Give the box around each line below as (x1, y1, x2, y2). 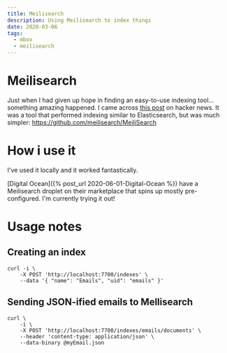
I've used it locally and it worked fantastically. (7, 166, 138, 174)
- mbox (13, 36, 33, 43)
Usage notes (7, 219, 82, 235)
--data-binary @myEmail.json (20, 339, 105, 346)
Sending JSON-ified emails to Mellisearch (7, 296, 193, 308)
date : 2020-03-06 (7, 23, 58, 30)
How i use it (7, 143, 76, 159)
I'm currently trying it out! (41, 194, 115, 203)
